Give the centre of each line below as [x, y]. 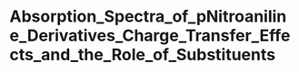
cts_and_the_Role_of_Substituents [142, 55]
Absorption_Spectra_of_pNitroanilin [148, 17]
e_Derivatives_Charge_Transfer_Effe [150, 36]
